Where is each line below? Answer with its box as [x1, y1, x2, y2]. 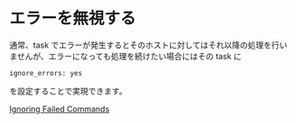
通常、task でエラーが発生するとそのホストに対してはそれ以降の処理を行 [9, 40, 280, 50]
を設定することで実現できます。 [9, 85, 128, 96]
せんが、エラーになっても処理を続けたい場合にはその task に [16, 50, 242, 61]
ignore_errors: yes [9, 68, 83, 77]
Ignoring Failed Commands [9, 103, 110, 114]
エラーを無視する [9, 8, 137, 29]
